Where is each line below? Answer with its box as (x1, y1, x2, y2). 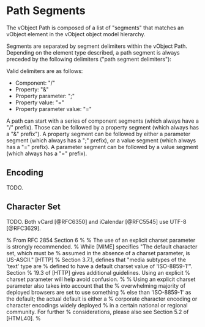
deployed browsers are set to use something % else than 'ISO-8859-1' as (6, 288, 192, 296)
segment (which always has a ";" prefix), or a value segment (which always (6, 136, 196, 144)
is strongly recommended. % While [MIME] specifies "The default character (6, 243, 198, 250)
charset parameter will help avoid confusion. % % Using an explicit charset (6, 275, 196, 283)
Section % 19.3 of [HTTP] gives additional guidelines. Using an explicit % (6, 269, 191, 276)
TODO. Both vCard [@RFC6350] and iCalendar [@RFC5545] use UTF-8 (6, 218, 187, 225)
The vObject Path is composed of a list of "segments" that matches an (6, 24, 184, 31)
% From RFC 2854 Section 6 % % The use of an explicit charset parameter (6, 236, 196, 244)
